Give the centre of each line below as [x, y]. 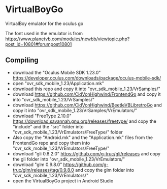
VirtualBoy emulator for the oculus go [44, 23]
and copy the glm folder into [105, 170]
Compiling [22, 60]
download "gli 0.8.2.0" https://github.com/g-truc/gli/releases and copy [87, 153]
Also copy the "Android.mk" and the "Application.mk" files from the [83, 137]
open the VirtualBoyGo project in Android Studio [63, 181]
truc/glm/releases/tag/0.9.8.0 [43, 170]
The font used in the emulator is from [44, 33]
